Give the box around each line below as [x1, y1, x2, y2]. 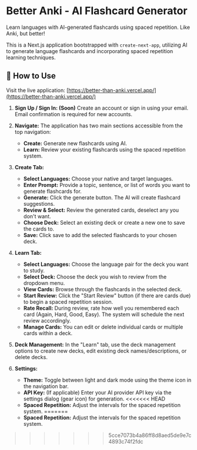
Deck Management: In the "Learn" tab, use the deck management [14, 341, 176, 348]
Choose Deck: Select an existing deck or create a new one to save [23, 219, 185, 226]
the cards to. [23, 225, 55, 232]
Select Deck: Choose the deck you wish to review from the [23, 273, 167, 280]
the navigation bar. [23, 382, 69, 390]
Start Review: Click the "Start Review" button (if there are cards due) [23, 292, 191, 299]
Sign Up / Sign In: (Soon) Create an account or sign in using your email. [14, 104, 189, 111]
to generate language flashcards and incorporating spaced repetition [6, 47, 173, 54]
